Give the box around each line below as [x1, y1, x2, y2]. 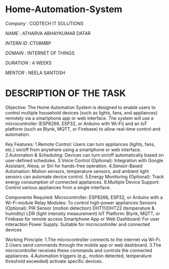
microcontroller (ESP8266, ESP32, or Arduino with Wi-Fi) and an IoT [5, 121, 147, 127]
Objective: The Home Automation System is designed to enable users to [5, 104, 156, 110]
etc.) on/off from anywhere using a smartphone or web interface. [5, 146, 142, 153]
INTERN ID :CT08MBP [5, 40, 52, 46]
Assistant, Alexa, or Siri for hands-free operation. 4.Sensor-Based [5, 163, 143, 169]
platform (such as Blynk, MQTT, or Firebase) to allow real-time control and [5, 126, 161, 132]
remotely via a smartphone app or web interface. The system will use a [5, 115, 154, 121]
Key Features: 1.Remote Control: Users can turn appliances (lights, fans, [5, 141, 155, 147]
